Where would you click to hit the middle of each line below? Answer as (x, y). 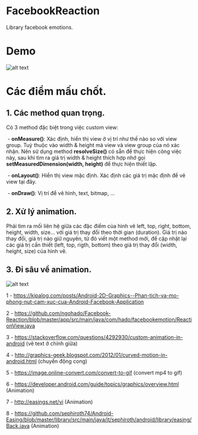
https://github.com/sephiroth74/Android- (64, 413)
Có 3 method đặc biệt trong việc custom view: (62, 127)
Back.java (18, 426)
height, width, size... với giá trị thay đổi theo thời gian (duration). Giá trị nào (97, 232)
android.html (22, 361)
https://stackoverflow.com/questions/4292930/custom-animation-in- (99, 337)
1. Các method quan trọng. (55, 113)
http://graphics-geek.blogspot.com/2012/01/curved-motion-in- (91, 355)
